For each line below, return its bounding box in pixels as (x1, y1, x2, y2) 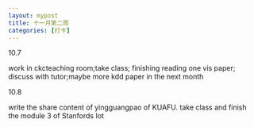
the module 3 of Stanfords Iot (8, 111, 105, 121)
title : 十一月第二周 (8, 19, 69, 27)
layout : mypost (8, 11, 59, 20)
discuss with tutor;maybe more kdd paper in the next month (8, 72, 204, 82)
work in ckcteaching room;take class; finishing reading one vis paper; (8, 63, 236, 73)
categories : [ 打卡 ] (8, 26, 71, 34)
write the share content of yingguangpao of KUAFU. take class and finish (8, 102, 247, 112)
